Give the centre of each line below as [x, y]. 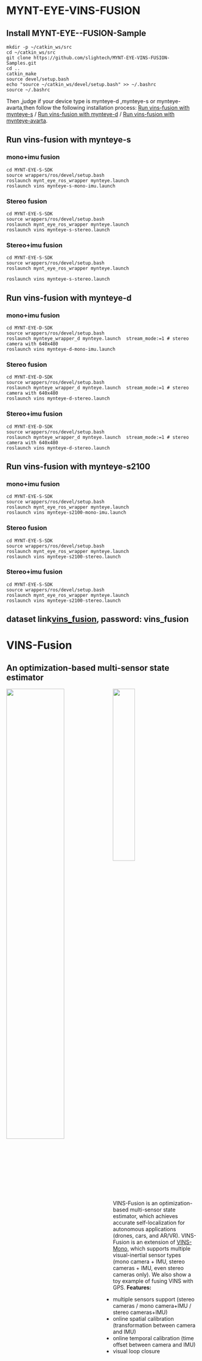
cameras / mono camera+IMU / [152, 1306]
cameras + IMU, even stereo [148, 1268]
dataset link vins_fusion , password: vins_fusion [98, 619]
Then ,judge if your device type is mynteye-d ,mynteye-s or [81, 101]
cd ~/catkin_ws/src [31, 52]
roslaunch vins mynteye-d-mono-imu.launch [61, 349]
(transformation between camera [154, 1326]
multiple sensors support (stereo [154, 1299]
